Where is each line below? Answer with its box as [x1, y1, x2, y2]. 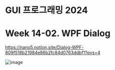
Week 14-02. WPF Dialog [5, 28, 111, 39]
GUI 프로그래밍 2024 [5, 4, 88, 16]
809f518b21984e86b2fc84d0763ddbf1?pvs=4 [5, 49, 101, 55]
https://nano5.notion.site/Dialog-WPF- [5, 44, 84, 50]
